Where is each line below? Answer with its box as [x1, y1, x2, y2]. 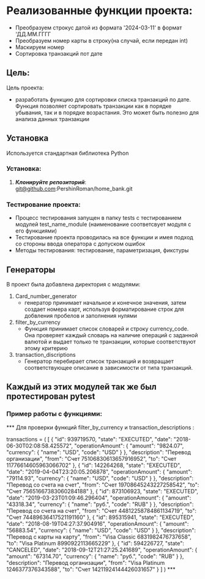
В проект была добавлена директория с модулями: [6, 280, 141, 288]
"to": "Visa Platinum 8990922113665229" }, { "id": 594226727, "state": [6, 539, 185, 547]
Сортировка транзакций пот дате [15, 50, 103, 57]
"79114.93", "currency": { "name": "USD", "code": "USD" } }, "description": [6, 474, 194, 482]
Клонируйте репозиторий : [15, 178, 87, 185]
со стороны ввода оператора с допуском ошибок [15, 240, 146, 248]
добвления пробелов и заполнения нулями [24, 312, 138, 319]
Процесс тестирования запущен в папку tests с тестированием [15, 214, 182, 222]
